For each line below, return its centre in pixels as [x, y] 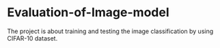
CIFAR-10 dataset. [32, 38]
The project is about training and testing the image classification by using [110, 31]
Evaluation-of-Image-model [88, 13]
